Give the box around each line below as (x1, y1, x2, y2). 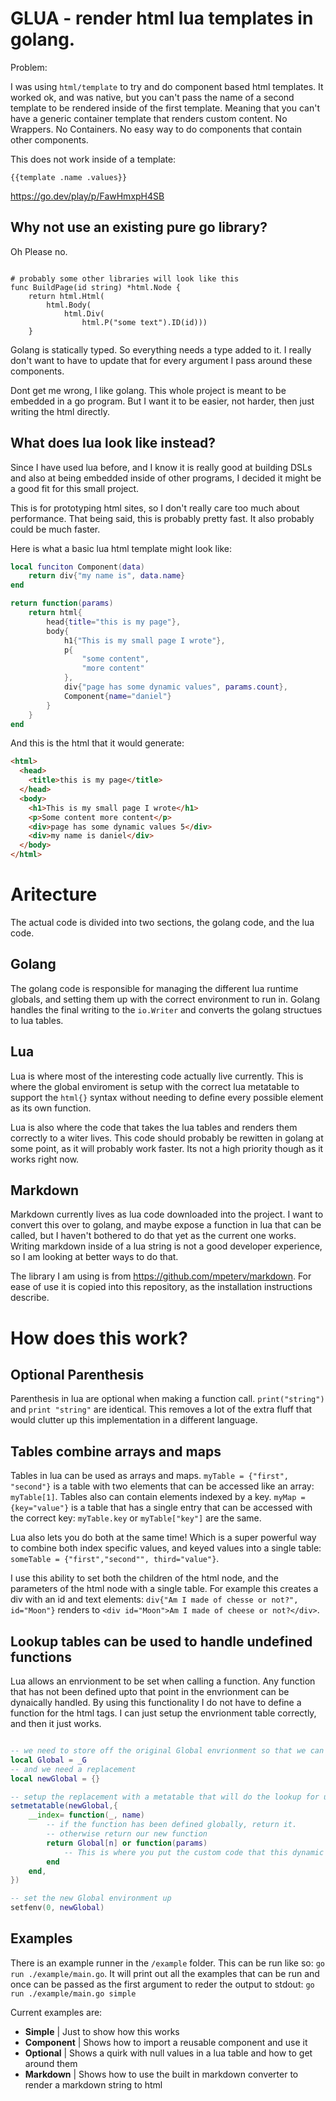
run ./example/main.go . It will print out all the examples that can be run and (10, 1967, 320, 1979)
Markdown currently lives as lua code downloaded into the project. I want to (10, 1208, 324, 1221)
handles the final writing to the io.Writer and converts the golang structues (10, 1003, 323, 1016)
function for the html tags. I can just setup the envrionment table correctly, (10, 1707, 317, 1719)
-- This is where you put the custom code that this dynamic (63, 1847, 325, 1857)
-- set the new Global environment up (10, 1893, 172, 1904)
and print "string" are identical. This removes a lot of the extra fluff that (10, 1403, 313, 1416)
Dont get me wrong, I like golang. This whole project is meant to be (10, 384, 287, 396)
